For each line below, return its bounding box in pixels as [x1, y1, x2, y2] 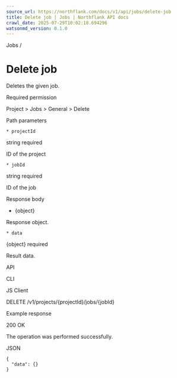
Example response [6, 310, 52, 317]
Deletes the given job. [6, 82, 60, 89]
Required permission [6, 94, 57, 101]
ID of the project [6, 150, 46, 158]
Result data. [6, 252, 36, 259]
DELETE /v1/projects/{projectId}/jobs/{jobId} [6, 299, 115, 306]
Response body [6, 196, 45, 203]
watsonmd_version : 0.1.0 [6, 25, 68, 32]
